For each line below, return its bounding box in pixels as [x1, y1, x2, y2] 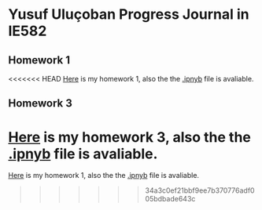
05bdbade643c [145, 194, 196, 204]
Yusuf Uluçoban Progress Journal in [8, 5, 249, 24]
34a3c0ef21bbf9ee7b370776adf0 [145, 186, 255, 195]
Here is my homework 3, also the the [8, 128, 252, 146]
